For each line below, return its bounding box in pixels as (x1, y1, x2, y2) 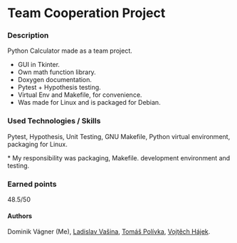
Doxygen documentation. (17, 76, 93, 84)
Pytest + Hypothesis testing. (17, 83, 101, 92)
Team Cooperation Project (7, 5, 166, 21)
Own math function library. (17, 68, 96, 76)
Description (7, 31, 49, 41)
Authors (7, 212, 33, 220)
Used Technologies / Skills (7, 116, 101, 126)
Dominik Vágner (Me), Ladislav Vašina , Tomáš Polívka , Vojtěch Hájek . (7, 227, 211, 236)
